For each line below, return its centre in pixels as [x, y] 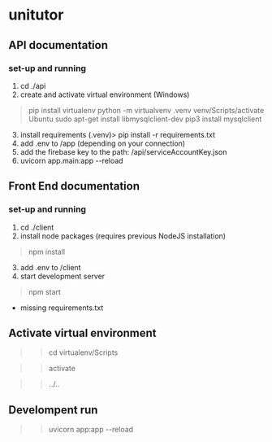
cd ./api [33, 85]
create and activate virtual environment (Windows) [105, 94]
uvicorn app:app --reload [91, 430]
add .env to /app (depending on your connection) [102, 143]
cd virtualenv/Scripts [83, 352]
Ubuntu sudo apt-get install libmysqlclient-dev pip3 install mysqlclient [145, 119]
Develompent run [53, 410]
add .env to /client [50, 267]
